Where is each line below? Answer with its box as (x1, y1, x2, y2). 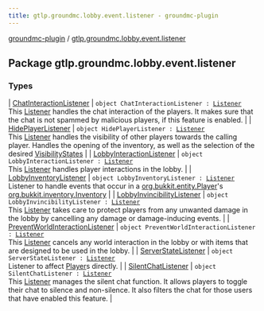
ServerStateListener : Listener (8, 255, 115, 262)
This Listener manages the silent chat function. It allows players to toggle (8, 277, 248, 286)
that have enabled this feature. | (8, 294, 113, 303)
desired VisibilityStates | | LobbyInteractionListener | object (8, 149, 204, 159)
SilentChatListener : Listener (8, 270, 112, 278)
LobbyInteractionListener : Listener (8, 157, 134, 165)
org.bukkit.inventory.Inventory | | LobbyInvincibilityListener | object (8, 190, 229, 200)
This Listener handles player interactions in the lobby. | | (8, 165, 192, 174)
